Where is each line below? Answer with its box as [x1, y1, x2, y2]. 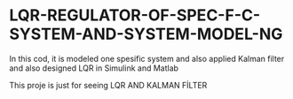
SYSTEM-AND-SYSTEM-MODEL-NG [9, 24, 283, 44]
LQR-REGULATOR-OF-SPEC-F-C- [9, 5, 261, 26]
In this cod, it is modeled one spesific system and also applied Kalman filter [9, 53, 285, 64]
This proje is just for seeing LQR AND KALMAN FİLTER [9, 80, 208, 90]
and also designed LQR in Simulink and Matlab [9, 63, 179, 73]
